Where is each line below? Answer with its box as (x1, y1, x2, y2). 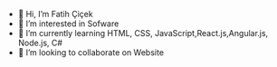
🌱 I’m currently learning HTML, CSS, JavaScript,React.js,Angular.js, (17, 28, 269, 38)
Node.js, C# (17, 37, 63, 48)
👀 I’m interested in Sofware (17, 18, 119, 29)
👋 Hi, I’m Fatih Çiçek (17, 9, 93, 19)
